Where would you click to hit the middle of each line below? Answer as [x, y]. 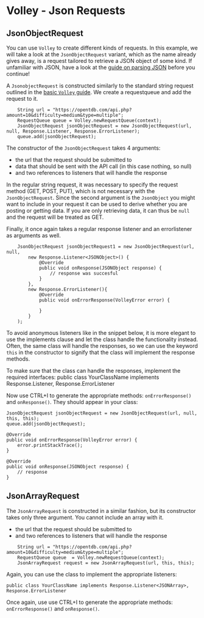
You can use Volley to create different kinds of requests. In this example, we [102, 48]
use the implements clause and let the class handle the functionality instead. [102, 339]
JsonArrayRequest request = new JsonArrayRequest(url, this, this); [106, 563]
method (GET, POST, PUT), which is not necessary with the [81, 191]
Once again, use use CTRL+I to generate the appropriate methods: [90, 602]
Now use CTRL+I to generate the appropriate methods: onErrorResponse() [99, 395]
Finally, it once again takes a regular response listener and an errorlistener [99, 229]
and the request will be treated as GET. [55, 217]
